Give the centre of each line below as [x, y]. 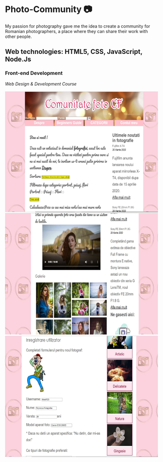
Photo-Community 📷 [49, 9]
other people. [18, 36]
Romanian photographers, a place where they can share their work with [76, 31]
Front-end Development [34, 73]
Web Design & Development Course [41, 84]
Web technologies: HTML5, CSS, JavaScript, [74, 52]
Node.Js [18, 60]
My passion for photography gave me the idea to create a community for [78, 26]
